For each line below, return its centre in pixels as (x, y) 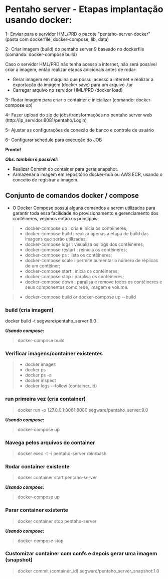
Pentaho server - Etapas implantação (84, 9)
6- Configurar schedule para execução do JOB (54, 140)
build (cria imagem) (29, 310)
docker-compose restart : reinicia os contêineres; (76, 249)
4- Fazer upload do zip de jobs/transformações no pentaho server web (78, 115)
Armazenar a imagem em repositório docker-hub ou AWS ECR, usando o (88, 174)
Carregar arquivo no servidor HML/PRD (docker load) (67, 90)
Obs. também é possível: (32, 159)
